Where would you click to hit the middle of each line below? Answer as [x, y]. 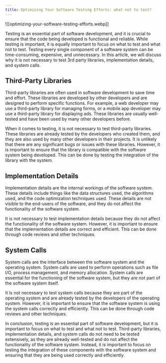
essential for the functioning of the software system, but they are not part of [83, 278]
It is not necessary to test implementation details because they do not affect [83, 218]
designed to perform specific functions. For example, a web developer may [82, 103]
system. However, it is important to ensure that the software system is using [83, 303]
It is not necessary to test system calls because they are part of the [74, 293]
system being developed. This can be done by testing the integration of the [82, 155]
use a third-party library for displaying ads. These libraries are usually [76, 114]
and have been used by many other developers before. [75, 119]
